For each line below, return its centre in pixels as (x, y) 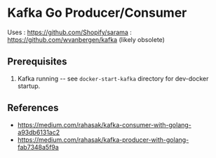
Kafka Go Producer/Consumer (97, 13)
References (33, 108)
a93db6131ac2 (39, 132)
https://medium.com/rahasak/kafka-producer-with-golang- (103, 139)
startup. (29, 86)
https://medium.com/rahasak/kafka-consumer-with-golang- (104, 124)
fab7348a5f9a (38, 147)
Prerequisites (37, 62)
